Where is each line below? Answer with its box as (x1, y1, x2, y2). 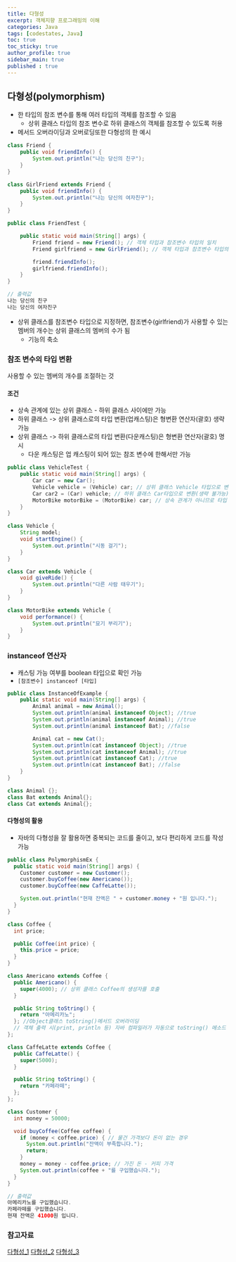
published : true (7, 63, 58, 70)
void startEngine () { (20, 536, 83, 543)
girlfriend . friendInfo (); (32, 265, 109, 272)
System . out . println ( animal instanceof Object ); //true (32, 709, 197, 717)
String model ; (20, 529, 61, 536)
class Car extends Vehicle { (7, 568, 93, 575)
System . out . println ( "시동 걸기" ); (32, 542, 128, 549)
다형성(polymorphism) (7, 91, 105, 103)
